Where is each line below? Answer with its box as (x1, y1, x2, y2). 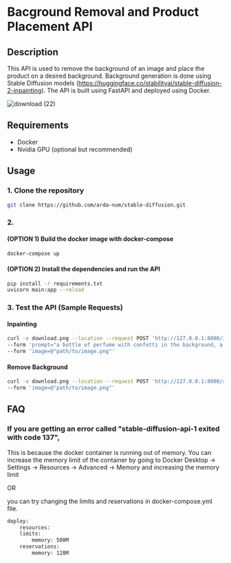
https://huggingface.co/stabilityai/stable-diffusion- (78, 79, 222, 87)
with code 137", (7, 433, 60, 443)
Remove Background (7, 363, 68, 371)
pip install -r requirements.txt (7, 280, 103, 287)
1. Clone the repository (7, 186, 85, 195)
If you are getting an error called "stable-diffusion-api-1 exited (7, 424, 220, 434)
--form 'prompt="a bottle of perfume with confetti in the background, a (7, 341, 223, 348)
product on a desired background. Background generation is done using (7, 72, 212, 80)
